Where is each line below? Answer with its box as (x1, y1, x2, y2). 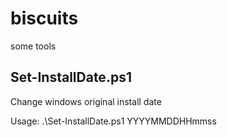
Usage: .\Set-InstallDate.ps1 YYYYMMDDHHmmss (10, 115, 217, 127)
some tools (10, 40, 57, 52)
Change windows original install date (10, 95, 162, 107)
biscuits (10, 7, 79, 30)
